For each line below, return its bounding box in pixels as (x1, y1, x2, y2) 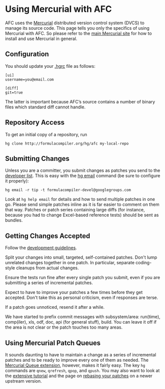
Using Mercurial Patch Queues (5, 339, 101, 347)
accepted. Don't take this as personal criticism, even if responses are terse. (5, 294, 159, 300)
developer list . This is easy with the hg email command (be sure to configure (5, 173, 161, 179)
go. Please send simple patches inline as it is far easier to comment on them (5, 201, 160, 207)
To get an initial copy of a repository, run (5, 131, 87, 137)
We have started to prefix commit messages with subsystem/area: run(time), (5, 314, 161, 320)
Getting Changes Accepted (5, 232, 90, 240)
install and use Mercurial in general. (5, 36, 78, 42)
